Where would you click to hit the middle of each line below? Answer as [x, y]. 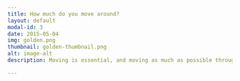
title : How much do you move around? [64, 14]
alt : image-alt [30, 54]
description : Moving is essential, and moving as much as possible [110, 60]
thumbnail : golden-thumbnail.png [57, 47]
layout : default [31, 21]
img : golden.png [31, 40]
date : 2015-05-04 [33, 34]
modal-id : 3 [25, 27]
